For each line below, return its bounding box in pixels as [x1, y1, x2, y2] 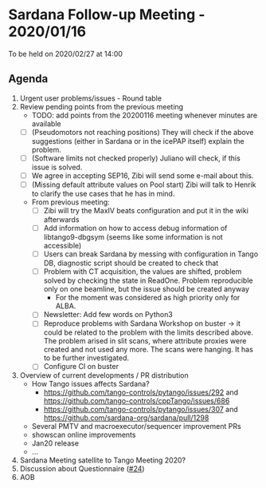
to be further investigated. [43, 353, 130, 363]
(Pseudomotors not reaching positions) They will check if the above [31, 127, 254, 137]
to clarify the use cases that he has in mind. [31, 189, 175, 198]
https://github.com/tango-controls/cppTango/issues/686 [43, 396, 230, 406]
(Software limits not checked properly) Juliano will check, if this [31, 153, 241, 163]
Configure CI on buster [43, 362, 119, 371]
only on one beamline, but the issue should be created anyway [43, 284, 249, 294]
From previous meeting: [31, 197, 110, 207]
